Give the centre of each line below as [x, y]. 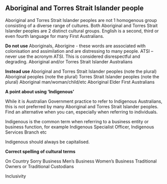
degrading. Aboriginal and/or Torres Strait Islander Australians [69, 61]
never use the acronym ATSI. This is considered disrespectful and [73, 56]
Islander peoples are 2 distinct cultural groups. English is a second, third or [82, 31]
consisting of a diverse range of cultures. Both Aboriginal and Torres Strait [82, 25]
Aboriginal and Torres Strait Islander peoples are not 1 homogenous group [81, 20]
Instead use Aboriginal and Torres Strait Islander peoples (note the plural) [81, 71]
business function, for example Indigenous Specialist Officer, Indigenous [80, 127]
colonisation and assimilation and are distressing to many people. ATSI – [79, 51]
